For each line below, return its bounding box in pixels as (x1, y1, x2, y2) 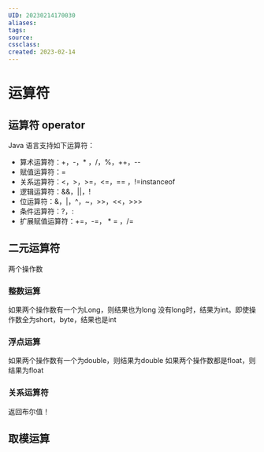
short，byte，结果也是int (35, 315, 117, 324)
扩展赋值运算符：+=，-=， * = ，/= (19, 217, 134, 225)
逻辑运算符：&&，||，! (19, 187, 91, 196)
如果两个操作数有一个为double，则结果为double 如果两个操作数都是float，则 (8, 356, 256, 365)
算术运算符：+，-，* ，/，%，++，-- (19, 157, 141, 166)
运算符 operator (8, 118, 85, 132)
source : (8, 33, 34, 42)
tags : (8, 26, 26, 34)
